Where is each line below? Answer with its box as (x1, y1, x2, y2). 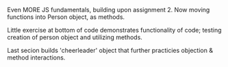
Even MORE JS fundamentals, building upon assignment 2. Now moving (7, 6, 210, 14)
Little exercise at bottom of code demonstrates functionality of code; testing (7, 26, 222, 34)
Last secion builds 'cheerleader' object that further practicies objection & (7, 47, 214, 54)
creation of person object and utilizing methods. (7, 33, 142, 41)
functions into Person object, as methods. (7, 13, 125, 21)
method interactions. (7, 53, 66, 62)
